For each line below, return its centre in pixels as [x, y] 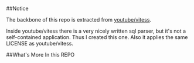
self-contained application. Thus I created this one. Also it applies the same [97, 37]
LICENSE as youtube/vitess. [40, 43]
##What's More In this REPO [40, 55]
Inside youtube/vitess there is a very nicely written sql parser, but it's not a [96, 31]
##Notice [17, 8]
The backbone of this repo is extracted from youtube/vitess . [79, 20]
